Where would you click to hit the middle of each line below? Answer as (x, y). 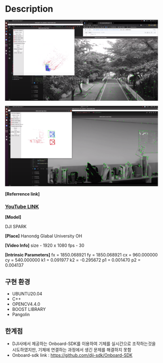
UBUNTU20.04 (27, 294)
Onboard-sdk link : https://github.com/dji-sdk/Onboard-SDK (72, 355)
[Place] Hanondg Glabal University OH (44, 236)
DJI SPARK (16, 227)
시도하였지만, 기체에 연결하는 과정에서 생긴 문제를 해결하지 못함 (72, 349)
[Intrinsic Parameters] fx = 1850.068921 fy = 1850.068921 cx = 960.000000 (81, 255)
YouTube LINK (22, 206)
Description (29, 9)
